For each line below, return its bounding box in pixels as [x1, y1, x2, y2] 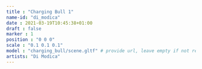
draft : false [6, 25, 42, 32]
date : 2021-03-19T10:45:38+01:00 [6, 20, 93, 26]
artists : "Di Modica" [6, 53, 61, 59]
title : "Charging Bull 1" [6, 8, 74, 15]
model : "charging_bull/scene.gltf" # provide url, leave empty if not [6, 48, 189, 54]
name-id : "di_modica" [6, 14, 61, 20]
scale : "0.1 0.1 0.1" [6, 43, 63, 49]
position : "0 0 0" [6, 37, 55, 43]
